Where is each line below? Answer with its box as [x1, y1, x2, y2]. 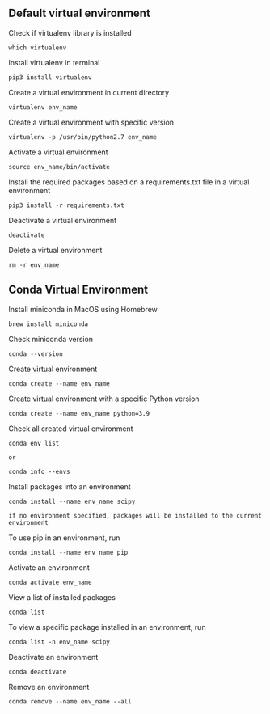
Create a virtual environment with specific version [8, 117, 175, 127]
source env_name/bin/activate [8, 163, 111, 171]
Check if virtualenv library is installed [8, 27, 132, 37]
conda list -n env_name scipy [8, 638, 111, 646]
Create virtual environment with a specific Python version [8, 394, 200, 403]
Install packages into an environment [8, 481, 131, 492]
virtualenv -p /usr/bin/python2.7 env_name [8, 133, 158, 141]
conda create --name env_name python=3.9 [8, 409, 150, 417]
